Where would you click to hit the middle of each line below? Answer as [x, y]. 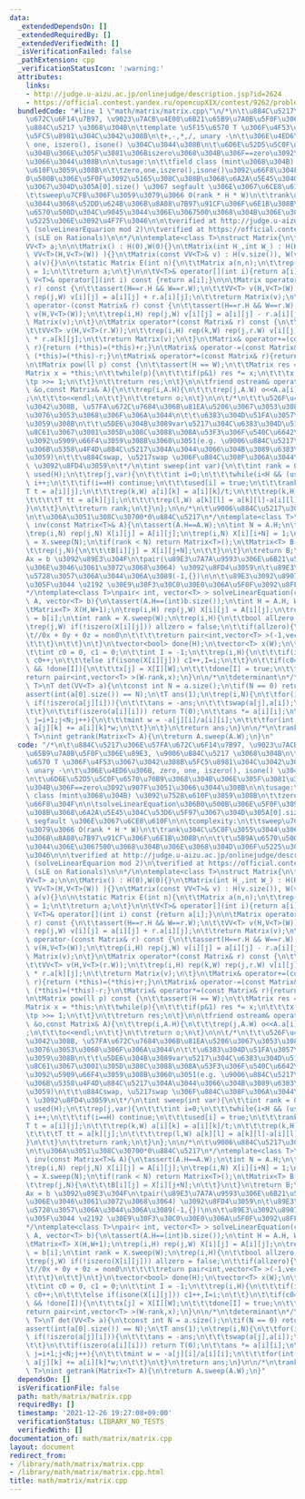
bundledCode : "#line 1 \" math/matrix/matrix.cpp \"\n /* [123, 111]
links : [38, 86]
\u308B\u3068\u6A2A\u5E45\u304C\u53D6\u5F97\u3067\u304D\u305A [148, 813]
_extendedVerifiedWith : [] [69, 43]
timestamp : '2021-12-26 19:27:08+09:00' [95, 1413]
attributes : [40, 77]
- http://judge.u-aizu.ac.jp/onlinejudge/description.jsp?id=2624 [154, 94]
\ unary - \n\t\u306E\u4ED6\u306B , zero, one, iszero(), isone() [150, 770]
